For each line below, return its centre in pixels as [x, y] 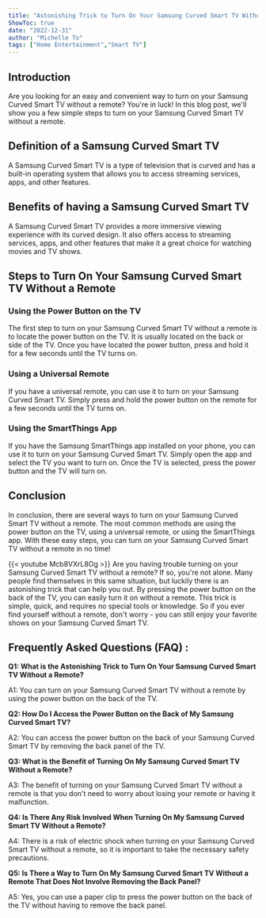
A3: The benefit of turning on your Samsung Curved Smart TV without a [125, 785]
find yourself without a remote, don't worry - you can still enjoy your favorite [133, 614]
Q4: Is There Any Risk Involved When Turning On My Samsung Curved [126, 817]
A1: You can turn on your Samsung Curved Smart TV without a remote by [127, 690]
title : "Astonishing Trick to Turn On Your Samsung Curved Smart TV [123, 15]
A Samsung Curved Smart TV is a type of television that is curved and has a [132, 165]
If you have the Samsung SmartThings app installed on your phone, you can [132, 446]
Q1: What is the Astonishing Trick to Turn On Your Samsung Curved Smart [132, 666]
